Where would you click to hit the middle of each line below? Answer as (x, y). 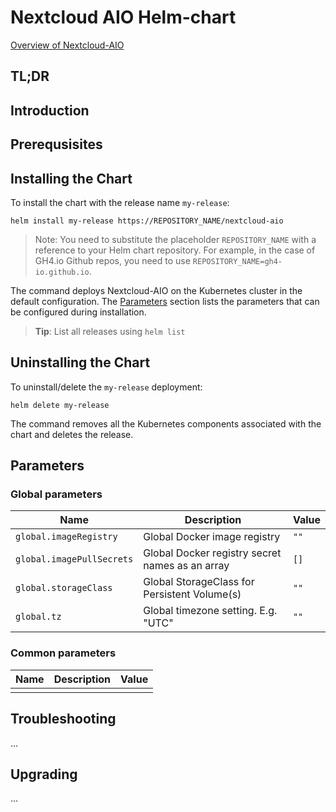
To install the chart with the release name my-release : (120, 202)
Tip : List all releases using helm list (110, 331)
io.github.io (62, 272)
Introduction (50, 110)
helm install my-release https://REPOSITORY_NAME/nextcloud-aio (147, 221)
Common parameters (63, 653)
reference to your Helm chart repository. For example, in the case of (175, 250)
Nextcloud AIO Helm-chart (123, 17)
